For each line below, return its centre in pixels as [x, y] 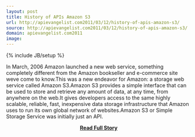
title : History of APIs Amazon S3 [48, 17]
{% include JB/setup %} [35, 55]
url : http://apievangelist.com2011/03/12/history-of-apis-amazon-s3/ [93, 22]
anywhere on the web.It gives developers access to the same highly [88, 98]
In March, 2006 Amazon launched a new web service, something [85, 67]
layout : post [22, 11]
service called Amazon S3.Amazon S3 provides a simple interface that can [96, 85]
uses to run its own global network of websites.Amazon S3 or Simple [89, 110]
